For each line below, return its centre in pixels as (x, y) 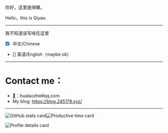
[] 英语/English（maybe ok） (42, 54)
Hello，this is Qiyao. (26, 18)
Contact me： (34, 81)
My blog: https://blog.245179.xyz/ (47, 101)
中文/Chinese (26, 44)
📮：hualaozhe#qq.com (36, 96)
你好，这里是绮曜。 (25, 7)
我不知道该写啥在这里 (27, 33)
